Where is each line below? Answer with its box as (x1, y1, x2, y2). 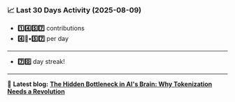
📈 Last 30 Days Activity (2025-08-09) (7, 5, 142, 15)
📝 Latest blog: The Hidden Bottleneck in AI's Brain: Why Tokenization (7, 80, 213, 88)
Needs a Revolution (7, 87, 65, 96)
